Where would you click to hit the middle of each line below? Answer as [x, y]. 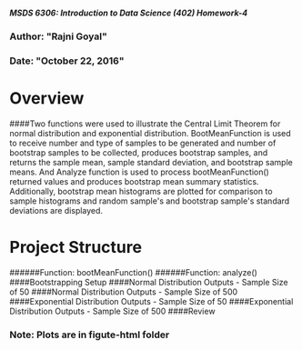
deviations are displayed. [56, 210]
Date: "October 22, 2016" [67, 61]
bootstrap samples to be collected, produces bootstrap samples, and [139, 152]
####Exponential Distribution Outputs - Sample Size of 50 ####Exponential [151, 301]
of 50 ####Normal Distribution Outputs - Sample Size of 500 [124, 292]
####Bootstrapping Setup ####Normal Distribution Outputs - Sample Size [149, 282]
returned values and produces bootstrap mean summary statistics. [134, 181]
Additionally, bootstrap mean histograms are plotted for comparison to [141, 191]
